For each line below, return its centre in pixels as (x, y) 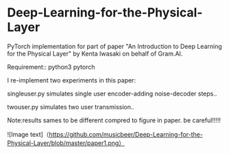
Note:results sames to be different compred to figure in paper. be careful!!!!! (114, 120)
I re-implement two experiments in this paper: (71, 80)
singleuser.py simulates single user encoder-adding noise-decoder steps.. (112, 93)
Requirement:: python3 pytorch (51, 67)
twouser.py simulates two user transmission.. (71, 107)
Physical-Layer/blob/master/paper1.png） (66, 143)
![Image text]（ (28, 134)
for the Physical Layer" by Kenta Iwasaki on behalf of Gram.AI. (95, 54)
